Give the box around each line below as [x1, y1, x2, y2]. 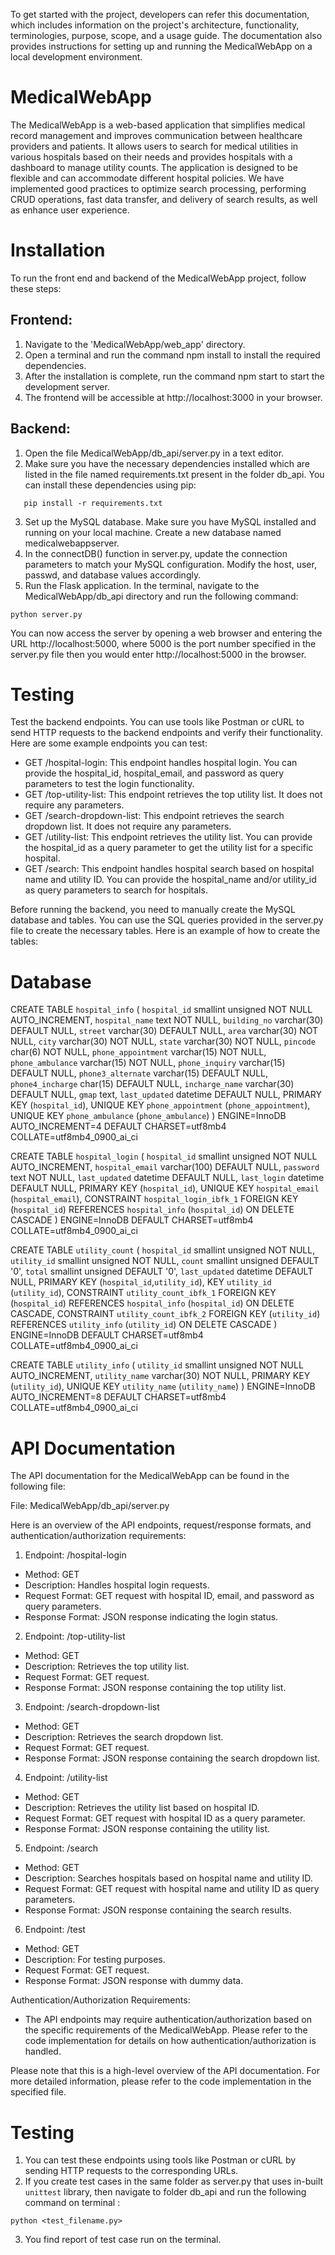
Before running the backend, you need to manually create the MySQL [10, 904, 296, 916]
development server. [24, 380, 110, 393]
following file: [10, 1480, 66, 1493]
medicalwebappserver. [24, 537, 120, 549]
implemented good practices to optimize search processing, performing [10, 182, 307, 194]
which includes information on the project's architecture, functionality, [10, 19, 300, 31]
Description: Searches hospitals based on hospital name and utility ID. [24, 1872, 313, 1884]
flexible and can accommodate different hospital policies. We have [10, 172, 285, 184]
